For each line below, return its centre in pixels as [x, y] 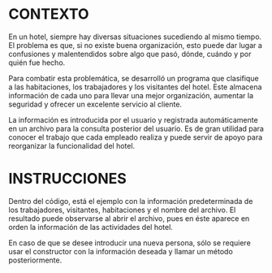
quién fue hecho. [37, 63]
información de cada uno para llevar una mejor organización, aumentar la [131, 95]
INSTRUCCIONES [68, 179]
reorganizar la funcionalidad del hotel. [72, 145]
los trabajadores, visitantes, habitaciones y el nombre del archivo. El [122, 210]
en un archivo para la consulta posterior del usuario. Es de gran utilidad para [136, 128]
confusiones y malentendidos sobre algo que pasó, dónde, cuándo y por [130, 54]
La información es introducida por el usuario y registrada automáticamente [133, 119]
